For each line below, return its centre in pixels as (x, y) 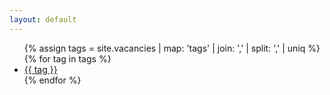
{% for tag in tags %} (67, 58)
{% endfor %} (52, 80)
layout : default (43, 19)
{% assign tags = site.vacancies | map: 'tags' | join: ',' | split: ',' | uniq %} (172, 48)
